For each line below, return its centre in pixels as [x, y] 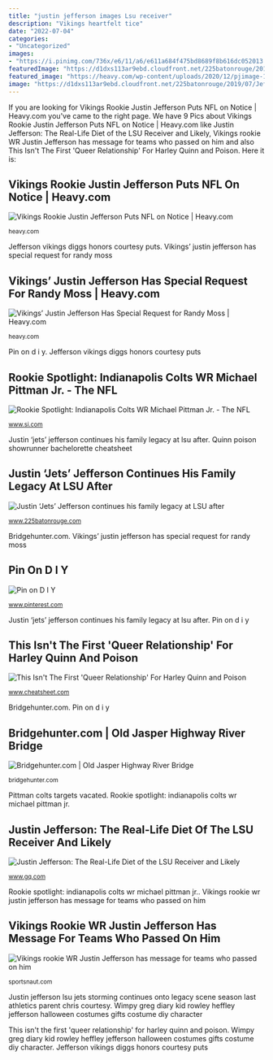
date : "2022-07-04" [41, 31]
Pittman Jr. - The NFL [63, 390]
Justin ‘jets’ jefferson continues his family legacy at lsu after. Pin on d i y [129, 619]
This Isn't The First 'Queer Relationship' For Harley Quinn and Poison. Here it [136, 150]
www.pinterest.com [36, 605]
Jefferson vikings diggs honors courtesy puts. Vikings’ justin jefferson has [132, 247]
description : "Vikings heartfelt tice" [76, 24]
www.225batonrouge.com [45, 521]
